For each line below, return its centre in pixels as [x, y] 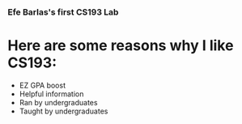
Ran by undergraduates [58, 102]
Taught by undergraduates [64, 111]
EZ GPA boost [42, 85]
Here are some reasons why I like [121, 46]
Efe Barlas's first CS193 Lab [63, 12]
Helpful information [51, 94]
